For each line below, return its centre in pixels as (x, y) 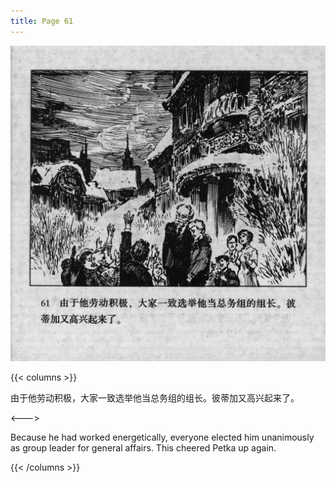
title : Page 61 (42, 21)
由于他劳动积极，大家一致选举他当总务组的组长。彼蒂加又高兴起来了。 (155, 398)
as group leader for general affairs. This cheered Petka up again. (143, 448)
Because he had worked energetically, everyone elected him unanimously (162, 437)
